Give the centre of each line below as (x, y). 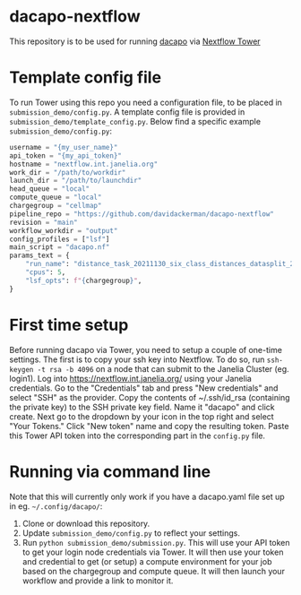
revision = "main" (43, 222)
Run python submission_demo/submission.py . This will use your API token (156, 542)
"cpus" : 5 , (46, 272)
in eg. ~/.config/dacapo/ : (56, 506)
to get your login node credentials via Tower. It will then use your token (153, 552)
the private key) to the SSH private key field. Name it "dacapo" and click (142, 407)
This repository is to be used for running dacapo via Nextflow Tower (135, 41)
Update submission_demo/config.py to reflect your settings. (131, 533)
